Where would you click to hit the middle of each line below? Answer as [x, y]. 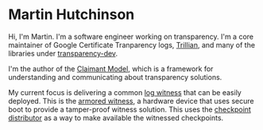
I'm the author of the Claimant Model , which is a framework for [111, 68]
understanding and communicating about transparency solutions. [115, 77]
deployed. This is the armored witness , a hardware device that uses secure [131, 101]
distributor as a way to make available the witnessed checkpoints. [116, 117]
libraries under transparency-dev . [63, 53]
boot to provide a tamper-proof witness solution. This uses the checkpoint [130, 109]
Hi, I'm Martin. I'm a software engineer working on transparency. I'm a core [131, 36]
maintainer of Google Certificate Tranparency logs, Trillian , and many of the [132, 44]
